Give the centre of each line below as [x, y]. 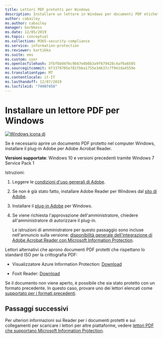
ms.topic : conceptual [27, 37]
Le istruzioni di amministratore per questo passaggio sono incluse [78, 230]
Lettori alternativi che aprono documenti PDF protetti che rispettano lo [75, 250]
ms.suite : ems [19, 55]
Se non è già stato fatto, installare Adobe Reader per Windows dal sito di [84, 191]
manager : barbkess [24, 28]
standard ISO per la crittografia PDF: [41, 255]
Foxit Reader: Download [36, 274]
